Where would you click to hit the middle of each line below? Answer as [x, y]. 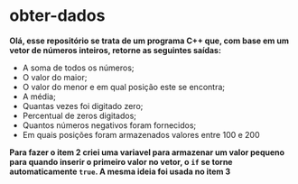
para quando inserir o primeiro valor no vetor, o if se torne [121, 161]
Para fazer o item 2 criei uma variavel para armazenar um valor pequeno [147, 152]
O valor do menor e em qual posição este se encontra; [124, 87]
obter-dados [57, 16]
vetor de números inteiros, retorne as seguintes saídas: [115, 50]
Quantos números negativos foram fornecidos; [109, 125]
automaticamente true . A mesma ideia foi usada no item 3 [120, 171]
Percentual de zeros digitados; [79, 115]
